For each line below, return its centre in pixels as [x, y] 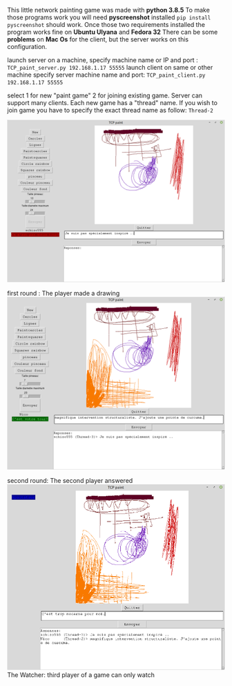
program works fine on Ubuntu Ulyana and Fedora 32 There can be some [113, 32]
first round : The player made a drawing [64, 294]
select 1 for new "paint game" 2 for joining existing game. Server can [105, 95]
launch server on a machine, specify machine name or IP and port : [103, 60]
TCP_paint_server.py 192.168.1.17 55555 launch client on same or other [110, 67]
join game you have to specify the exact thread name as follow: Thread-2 [110, 110]
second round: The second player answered [70, 480]
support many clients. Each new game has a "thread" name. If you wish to [112, 103]
